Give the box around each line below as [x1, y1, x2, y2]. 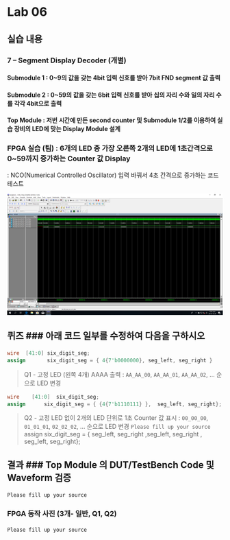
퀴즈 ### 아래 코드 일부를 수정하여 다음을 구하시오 [7, 330, 205, 342]
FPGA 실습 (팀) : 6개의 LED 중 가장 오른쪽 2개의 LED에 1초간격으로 [7, 143, 214, 153]
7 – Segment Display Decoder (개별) [7, 56, 127, 65]
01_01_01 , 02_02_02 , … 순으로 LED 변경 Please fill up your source [23, 423, 211, 431]
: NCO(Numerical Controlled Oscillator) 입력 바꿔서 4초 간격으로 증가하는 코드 [7, 171, 219, 179]
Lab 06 [7, 4, 48, 20]
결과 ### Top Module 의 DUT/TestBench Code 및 [7, 459, 214, 471]
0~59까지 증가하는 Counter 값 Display [7, 154, 131, 163]
